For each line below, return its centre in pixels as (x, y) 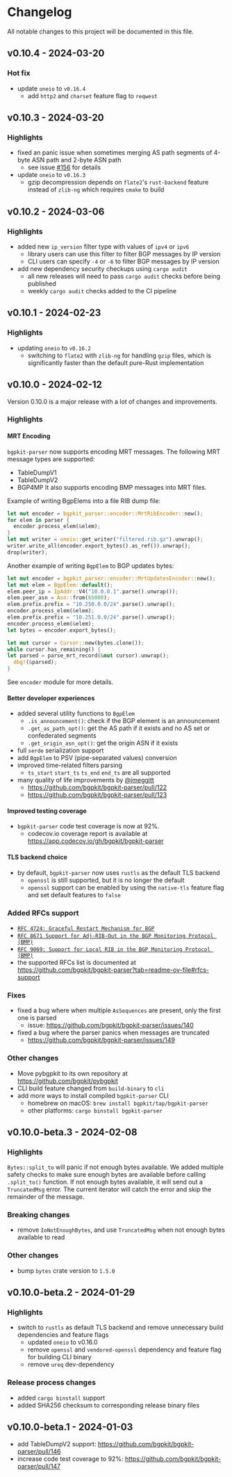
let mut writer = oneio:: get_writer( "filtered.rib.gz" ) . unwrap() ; (105, 540)
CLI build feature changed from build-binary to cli (91, 1088)
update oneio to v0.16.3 (51, 175)
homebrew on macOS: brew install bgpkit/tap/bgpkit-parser (118, 1103)
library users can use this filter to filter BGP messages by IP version (124, 254)
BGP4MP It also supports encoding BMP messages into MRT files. (112, 487)
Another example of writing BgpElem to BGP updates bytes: (91, 566)
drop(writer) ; (28, 552)
